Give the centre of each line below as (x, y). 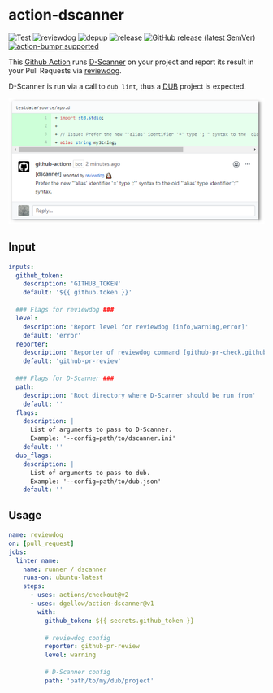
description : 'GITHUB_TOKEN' (72, 284)
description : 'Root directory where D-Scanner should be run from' (139, 395)
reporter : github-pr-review (92, 647)
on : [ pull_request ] (41, 543)
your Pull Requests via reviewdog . (65, 70)
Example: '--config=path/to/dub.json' (95, 482)
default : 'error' (52, 335)
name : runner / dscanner (65, 569)
